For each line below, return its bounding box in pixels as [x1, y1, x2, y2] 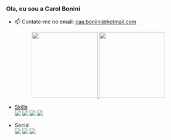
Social [14, 122, 30, 129]
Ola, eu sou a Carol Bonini [6, 5, 81, 13]
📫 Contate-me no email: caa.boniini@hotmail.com [14, 18, 136, 25]
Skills [14, 104, 28, 111]
